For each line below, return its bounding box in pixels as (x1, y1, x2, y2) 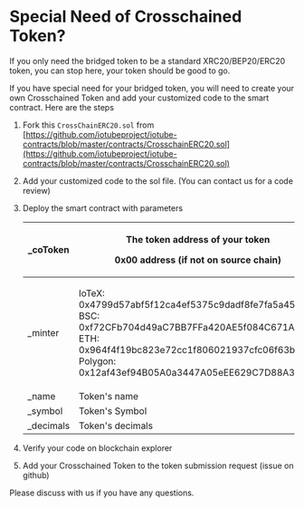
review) (22, 185, 52, 196)
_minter (26, 326, 60, 339)
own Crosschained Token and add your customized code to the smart (9, 92, 270, 103)
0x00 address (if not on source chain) (114, 253, 282, 266)
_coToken (27, 243, 70, 255)
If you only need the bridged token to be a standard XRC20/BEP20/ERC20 (9, 55, 286, 66)
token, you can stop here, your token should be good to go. (9, 65, 231, 76)
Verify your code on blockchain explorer (22, 442, 173, 454)
